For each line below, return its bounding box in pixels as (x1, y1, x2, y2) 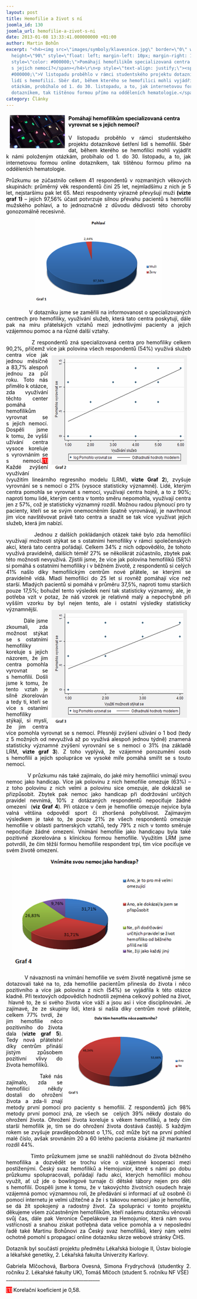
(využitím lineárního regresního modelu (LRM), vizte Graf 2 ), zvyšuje (6, 476, 192, 483)
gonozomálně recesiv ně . (6, 208, 66, 215)
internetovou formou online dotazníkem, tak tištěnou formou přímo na (6, 159, 191, 167)
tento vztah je (6, 686, 48, 693)
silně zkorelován (6, 692, 48, 699)
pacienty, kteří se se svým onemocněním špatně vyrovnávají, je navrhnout (6, 508, 191, 515)
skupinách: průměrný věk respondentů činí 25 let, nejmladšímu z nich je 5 (6, 183, 191, 190)
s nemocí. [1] (6, 458, 48, 465)
